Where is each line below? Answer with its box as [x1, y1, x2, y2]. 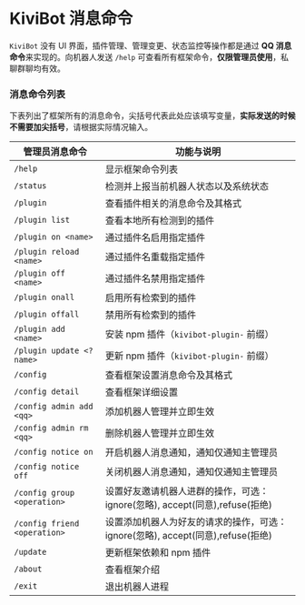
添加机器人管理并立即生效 [104, 406, 215, 418]
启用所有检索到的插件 [104, 292, 197, 305]
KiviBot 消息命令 [9, 8, 133, 29]
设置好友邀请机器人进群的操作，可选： [104, 485, 270, 498]
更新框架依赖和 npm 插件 [104, 547, 212, 560]
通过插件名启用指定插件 [104, 231, 206, 244]
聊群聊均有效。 [9, 63, 65, 74]
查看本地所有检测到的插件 [104, 215, 215, 227]
